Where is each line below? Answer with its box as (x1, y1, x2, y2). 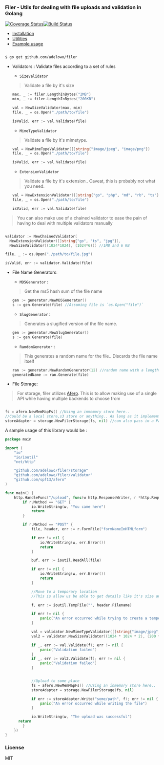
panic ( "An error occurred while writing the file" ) (40, 701, 147, 706)
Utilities (12, 36, 28, 42)
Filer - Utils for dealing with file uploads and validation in (5, 4, 142, 11)
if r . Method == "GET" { (22, 500, 71, 504)
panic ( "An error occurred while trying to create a (40, 616, 147, 621)
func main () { (5, 490, 34, 495)
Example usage (12, 41, 43, 47)
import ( (5, 445, 23, 451)
